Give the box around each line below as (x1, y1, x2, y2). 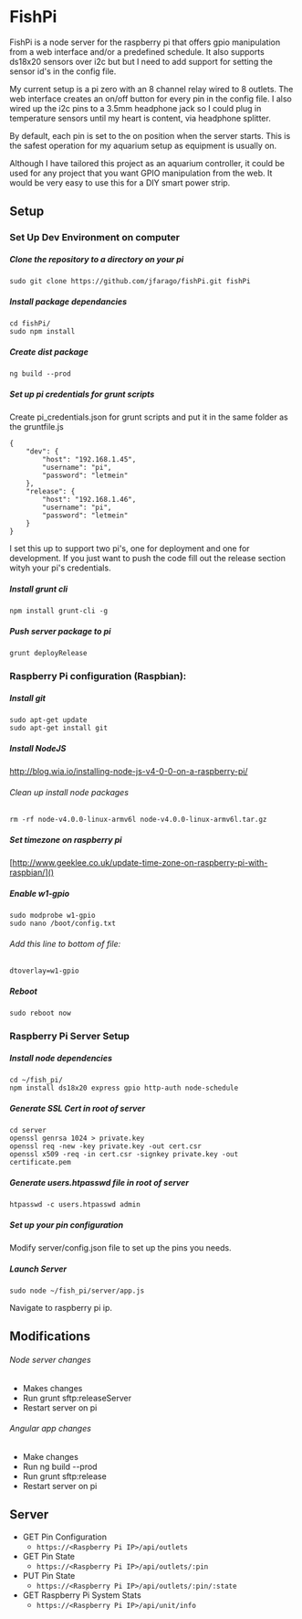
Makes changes (22, 1382, 83, 1393)
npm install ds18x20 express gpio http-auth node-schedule (9, 1083, 239, 1093)
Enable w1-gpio (9, 888, 70, 899)
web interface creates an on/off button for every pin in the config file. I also (9, 93, 292, 104)
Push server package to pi (9, 625, 111, 636)
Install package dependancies (9, 295, 128, 307)
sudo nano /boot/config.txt (9, 919, 117, 929)
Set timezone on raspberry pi (9, 834, 122, 845)
